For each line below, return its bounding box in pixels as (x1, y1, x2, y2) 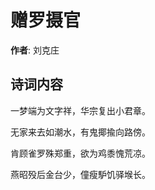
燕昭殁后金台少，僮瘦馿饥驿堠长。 (10, 168, 151, 180)
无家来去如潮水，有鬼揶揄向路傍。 (10, 126, 151, 138)
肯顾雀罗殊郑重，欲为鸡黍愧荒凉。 (10, 147, 151, 159)
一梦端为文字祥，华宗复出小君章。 (10, 104, 151, 116)
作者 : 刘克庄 (10, 44, 60, 56)
